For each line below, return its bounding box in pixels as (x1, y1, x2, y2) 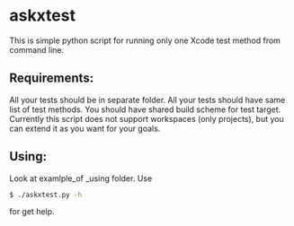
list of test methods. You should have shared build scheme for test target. (9, 104, 281, 115)
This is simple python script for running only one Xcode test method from (9, 35, 281, 46)
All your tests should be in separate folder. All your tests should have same (9, 94, 286, 105)
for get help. (9, 206, 56, 217)
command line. (9, 44, 65, 55)
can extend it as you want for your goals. (9, 123, 161, 134)
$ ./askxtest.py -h (9, 190, 83, 199)
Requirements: (9, 71, 94, 86)
